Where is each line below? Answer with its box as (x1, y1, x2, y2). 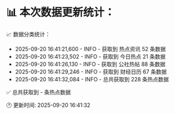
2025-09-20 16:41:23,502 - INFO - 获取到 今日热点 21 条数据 (15, 53, 166, 60)
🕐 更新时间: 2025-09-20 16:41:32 (6, 101, 91, 109)
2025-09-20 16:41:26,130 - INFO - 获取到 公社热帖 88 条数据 (15, 60, 165, 67)
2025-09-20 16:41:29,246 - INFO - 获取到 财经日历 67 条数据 (15, 68, 167, 75)
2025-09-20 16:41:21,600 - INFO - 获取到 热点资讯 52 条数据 (15, 45, 166, 52)
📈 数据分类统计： (6, 30, 50, 38)
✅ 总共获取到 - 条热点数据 (6, 89, 71, 96)
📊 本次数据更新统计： (6, 5, 115, 19)
